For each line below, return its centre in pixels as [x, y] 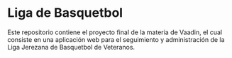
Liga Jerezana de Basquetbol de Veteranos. [71, 47]
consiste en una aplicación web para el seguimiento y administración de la [116, 39]
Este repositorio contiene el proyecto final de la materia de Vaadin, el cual [115, 32]
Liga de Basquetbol [65, 13]
